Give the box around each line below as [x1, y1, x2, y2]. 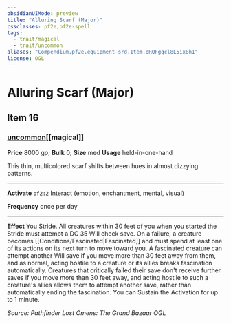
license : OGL [7, 55, 45, 62]
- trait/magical [13, 36, 60, 43]
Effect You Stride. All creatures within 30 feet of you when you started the [7, 222, 217, 230]
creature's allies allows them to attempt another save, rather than [7, 281, 191, 289]
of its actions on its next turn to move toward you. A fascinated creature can [7, 244, 222, 252]
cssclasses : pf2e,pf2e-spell [7, 23, 91, 30]
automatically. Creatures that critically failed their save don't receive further [7, 266, 221, 274]
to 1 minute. [7, 295, 40, 303]
